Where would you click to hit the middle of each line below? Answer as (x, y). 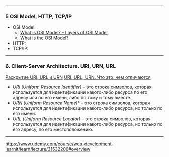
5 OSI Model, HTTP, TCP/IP (38, 16)
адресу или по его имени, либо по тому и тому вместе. (72, 97)
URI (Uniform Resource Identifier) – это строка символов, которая (82, 87)
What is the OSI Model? (44, 38)
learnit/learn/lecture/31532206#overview (48, 149)
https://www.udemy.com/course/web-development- (59, 144)
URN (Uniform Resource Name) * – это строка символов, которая (81, 103)
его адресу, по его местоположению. (53, 129)
